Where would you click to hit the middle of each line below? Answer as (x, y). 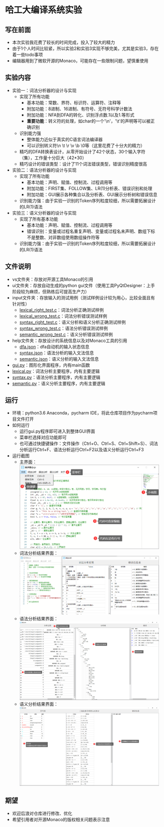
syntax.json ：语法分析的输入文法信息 (57, 353)
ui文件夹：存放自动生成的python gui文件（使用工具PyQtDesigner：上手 (83, 285)
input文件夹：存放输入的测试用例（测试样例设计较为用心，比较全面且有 (83, 297)
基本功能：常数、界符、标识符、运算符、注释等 (74, 102)
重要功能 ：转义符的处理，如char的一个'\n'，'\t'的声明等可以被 (89, 121)
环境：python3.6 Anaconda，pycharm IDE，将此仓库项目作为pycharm (82, 413)
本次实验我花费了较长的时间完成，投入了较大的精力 (63, 42)
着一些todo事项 (27, 55)
